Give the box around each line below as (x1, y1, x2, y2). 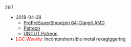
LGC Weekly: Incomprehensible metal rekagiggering (15, 36, 126, 42)
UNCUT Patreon (23, 31, 58, 36)
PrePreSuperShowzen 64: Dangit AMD (23, 20, 105, 26)
